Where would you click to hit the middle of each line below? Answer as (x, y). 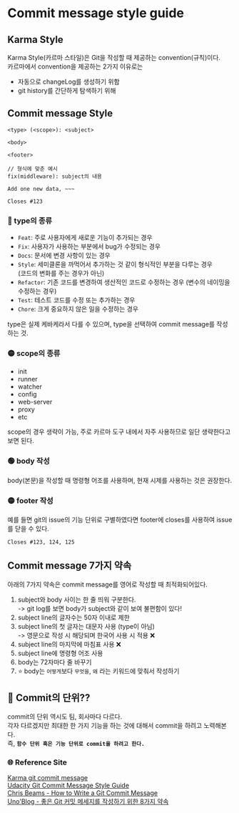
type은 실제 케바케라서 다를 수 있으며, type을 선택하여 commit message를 (111, 324)
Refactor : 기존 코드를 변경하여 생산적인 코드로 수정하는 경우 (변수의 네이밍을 (124, 282)
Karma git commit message (47, 777)
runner (27, 379)
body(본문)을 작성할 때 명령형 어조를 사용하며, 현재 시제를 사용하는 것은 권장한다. (120, 480)
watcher (30, 386)
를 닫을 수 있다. (29, 529)
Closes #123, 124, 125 (41, 542)
